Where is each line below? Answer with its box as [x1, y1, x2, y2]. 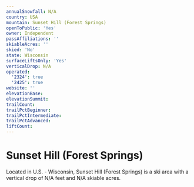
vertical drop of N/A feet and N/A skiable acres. [6, 174, 121, 181]
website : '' [6, 85, 35, 91]
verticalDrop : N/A [6, 63, 51, 69]
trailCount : [6, 101, 35, 108]
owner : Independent [6, 31, 54, 36]
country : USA [6, 14, 38, 20]
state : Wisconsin [6, 52, 49, 58]
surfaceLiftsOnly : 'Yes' [6, 58, 67, 64]
